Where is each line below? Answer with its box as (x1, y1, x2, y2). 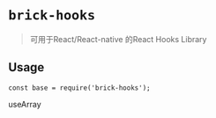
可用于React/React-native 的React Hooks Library (29, 33, 207, 44)
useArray (8, 99, 41, 109)
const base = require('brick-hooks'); (8, 83, 151, 92)
